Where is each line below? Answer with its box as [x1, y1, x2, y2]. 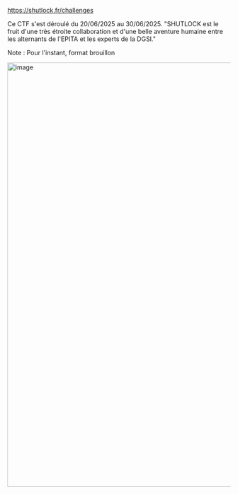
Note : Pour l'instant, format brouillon [7, 49, 115, 57]
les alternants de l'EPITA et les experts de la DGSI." [7, 35, 157, 43]
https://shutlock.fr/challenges [7, 6, 94, 14]
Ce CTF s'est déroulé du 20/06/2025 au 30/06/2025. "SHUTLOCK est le [7, 20, 219, 28]
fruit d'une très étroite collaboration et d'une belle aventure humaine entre [7, 28, 224, 35]
